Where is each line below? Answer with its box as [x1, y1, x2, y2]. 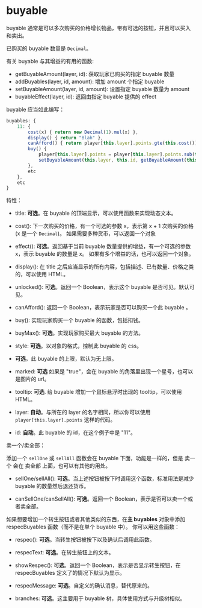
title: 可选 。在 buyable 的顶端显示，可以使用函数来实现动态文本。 [14, 209, 177, 217]
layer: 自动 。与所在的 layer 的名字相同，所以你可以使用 [14, 408, 151, 416]
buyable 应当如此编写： [6, 106, 65, 113]
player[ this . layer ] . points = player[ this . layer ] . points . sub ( [38, 151, 195, 157]
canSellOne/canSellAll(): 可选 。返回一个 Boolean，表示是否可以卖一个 [14, 495, 188, 502]
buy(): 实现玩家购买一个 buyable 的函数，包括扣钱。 [14, 317, 144, 324]
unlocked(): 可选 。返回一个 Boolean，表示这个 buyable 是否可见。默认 [14, 283, 189, 291]
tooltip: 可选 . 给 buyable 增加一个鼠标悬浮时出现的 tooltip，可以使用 [14, 388, 182, 396]
